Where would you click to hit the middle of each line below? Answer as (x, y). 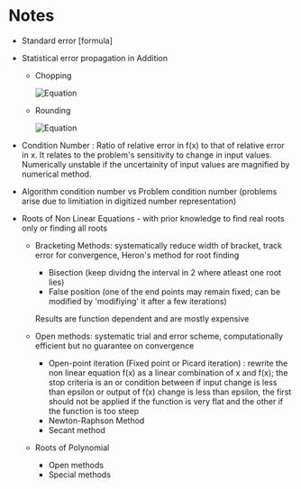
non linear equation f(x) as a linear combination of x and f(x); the (168, 372)
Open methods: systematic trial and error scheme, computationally (159, 336)
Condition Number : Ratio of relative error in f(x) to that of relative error (153, 145)
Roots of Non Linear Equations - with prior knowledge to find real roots (153, 218)
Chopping (53, 75)
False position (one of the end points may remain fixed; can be (164, 291)
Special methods (80, 475)
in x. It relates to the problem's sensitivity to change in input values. (146, 155)
